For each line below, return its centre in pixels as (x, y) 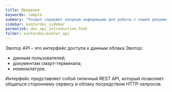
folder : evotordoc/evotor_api (38, 34)
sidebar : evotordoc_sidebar (35, 24)
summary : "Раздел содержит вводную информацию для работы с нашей (78, 19)
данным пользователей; (39, 58)
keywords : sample (24, 15)
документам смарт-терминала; (47, 63)
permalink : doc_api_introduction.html (47, 29)
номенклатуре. (29, 69)
